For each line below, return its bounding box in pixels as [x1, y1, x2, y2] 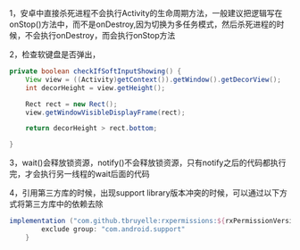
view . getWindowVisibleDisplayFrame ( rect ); [25, 108, 186, 117]
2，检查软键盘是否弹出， [9, 49, 101, 60]
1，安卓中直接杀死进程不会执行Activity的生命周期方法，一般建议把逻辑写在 [9, 8, 283, 18]
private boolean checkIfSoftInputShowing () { [9, 67, 181, 76]
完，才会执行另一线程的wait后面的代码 [9, 169, 150, 179]
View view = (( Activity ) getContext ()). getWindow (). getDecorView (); [25, 75, 281, 84]
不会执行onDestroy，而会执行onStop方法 [24, 30, 176, 40]
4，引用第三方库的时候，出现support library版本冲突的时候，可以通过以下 [9, 187, 280, 198]
